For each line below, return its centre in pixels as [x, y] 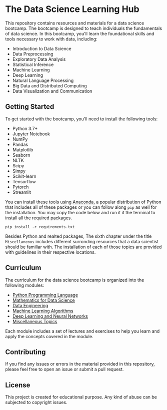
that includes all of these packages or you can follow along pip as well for [81, 207]
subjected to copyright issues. [36, 403]
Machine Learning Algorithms [43, 311]
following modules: [25, 285]
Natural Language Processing [43, 80]
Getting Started [30, 107]
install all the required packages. [39, 218]
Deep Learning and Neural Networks [50, 316]
